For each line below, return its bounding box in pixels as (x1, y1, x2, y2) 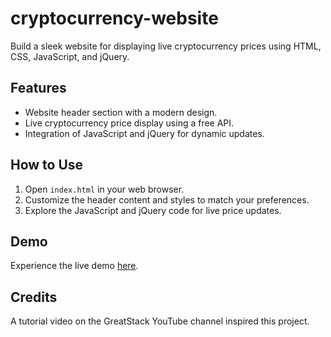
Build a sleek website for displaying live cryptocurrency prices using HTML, (10, 40, 322, 52)
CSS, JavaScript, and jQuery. (10, 50, 130, 62)
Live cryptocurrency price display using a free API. (24, 117, 235, 129)
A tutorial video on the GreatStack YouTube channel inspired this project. (10, 315, 310, 327)
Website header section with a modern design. (24, 106, 218, 118)
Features (10, 80, 67, 97)
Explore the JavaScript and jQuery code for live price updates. (24, 204, 282, 216)
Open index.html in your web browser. (24, 183, 185, 195)
